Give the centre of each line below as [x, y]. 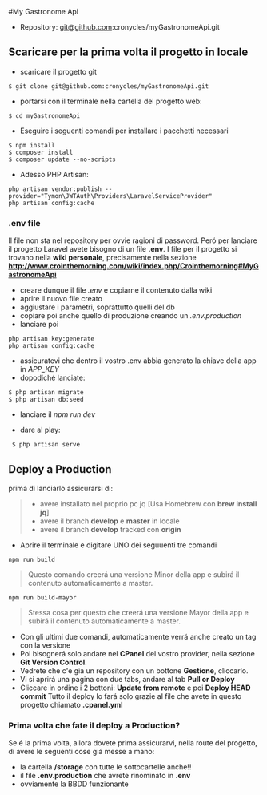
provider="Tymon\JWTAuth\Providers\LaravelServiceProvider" [111, 196]
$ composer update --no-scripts [62, 159]
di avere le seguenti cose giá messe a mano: [82, 752]
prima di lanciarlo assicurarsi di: [61, 488]
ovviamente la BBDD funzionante [74, 784]
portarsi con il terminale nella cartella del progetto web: [111, 101]
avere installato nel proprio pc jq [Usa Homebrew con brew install [148, 503]
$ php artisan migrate [46, 393]
